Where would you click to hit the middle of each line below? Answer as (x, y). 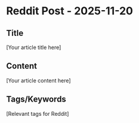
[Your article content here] (38, 80)
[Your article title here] (34, 47)
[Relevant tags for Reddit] (38, 113)
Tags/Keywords (36, 99)
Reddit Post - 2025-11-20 (69, 11)
